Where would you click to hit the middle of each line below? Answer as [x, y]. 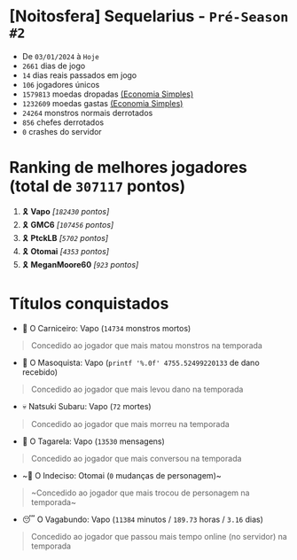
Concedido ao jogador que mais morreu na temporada [130, 424]
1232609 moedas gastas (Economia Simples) [102, 103]
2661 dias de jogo [54, 66]
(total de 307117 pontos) [98, 187]
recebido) [40, 372]
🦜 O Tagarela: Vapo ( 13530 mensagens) [94, 441]
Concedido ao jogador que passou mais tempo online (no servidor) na [159, 536]
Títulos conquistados [89, 304]
